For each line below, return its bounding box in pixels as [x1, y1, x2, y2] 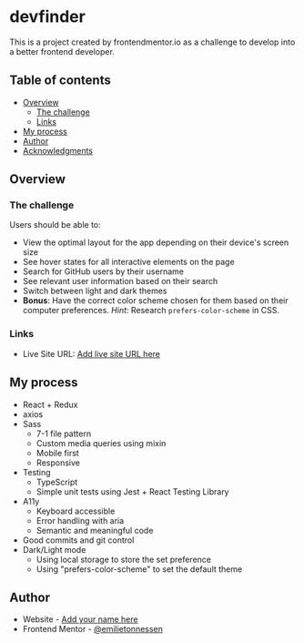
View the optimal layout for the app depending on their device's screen [22, 237, 289, 248]
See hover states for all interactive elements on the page [22, 257, 235, 268]
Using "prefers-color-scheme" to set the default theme [35, 563, 243, 575]
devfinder [9, 6, 86, 27]
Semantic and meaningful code [35, 525, 154, 536]
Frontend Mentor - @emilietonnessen [22, 624, 164, 635]
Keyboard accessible [35, 505, 116, 516]
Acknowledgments [22, 145, 94, 156]
